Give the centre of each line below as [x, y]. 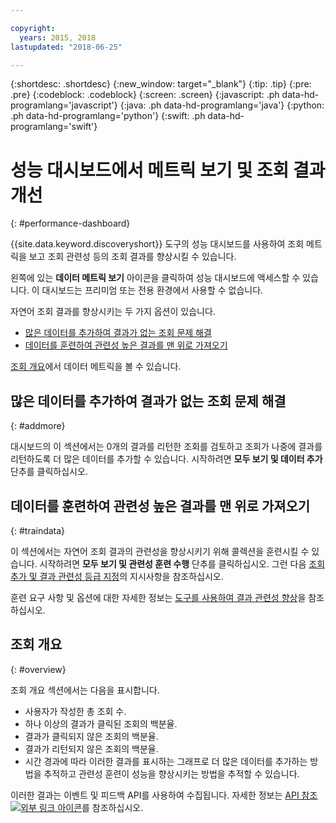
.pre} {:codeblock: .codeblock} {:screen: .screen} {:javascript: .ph [145, 95]
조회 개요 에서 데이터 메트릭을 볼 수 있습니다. [96, 367]
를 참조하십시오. [112, 807]
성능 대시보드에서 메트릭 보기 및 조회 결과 [168, 170]
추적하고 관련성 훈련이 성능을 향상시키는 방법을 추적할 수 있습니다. [171, 773]
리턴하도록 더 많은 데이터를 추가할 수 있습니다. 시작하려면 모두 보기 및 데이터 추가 [166, 459]
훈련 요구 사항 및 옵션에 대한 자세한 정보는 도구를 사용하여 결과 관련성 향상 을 [158, 597]
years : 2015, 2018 [58, 37]
